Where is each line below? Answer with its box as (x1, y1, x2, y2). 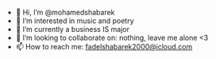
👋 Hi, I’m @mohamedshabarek (15, 8, 115, 17)
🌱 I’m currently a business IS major (15, 25, 129, 33)
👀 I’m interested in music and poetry (15, 16, 134, 26)
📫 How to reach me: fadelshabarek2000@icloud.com (15, 42, 193, 51)
